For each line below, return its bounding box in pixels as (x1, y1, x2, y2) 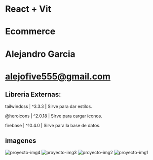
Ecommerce (5, 26, 56, 37)
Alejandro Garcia (5, 48, 76, 59)
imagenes (5, 136, 37, 145)
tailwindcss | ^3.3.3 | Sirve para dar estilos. (5, 103, 92, 109)
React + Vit (5, 3, 51, 15)
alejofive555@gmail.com (5, 71, 111, 82)
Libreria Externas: (5, 90, 61, 99)
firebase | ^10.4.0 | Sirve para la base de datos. (5, 122, 101, 128)
